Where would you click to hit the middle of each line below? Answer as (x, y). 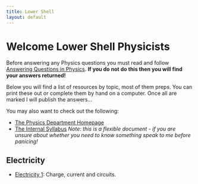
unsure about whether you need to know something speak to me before (103, 135)
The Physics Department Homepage (59, 123)
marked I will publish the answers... (49, 100)
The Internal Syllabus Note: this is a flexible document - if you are (95, 129)
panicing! (26, 142)
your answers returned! (36, 75)
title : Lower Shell (30, 12)
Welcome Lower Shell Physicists (88, 47)
